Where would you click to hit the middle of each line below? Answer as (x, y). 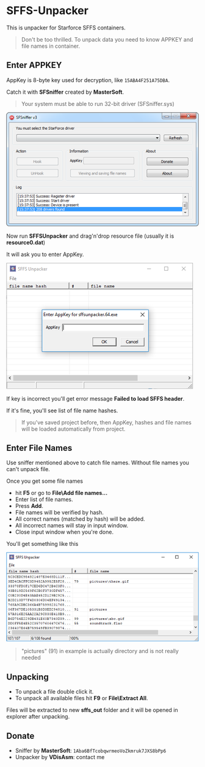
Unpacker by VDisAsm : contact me (60, 757)
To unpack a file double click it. (54, 692)
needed (31, 658)
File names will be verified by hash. (59, 513)
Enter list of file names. (44, 499)
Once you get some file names (45, 481)
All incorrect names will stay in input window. (72, 526)
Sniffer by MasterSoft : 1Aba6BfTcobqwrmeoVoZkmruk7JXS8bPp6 (91, 750)
